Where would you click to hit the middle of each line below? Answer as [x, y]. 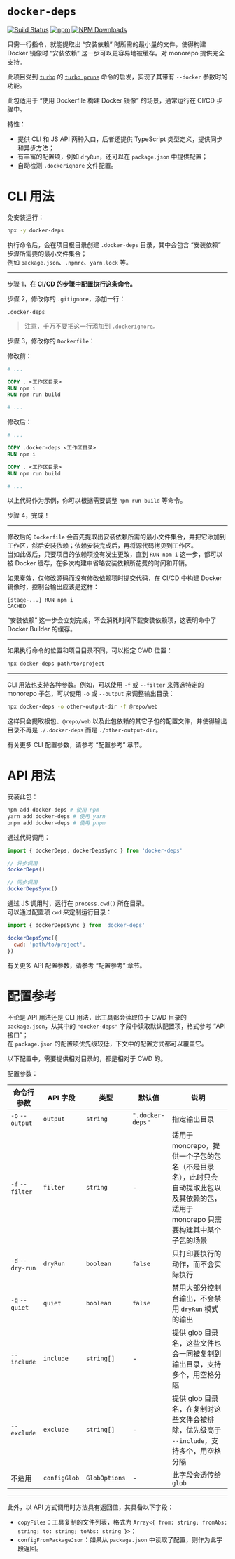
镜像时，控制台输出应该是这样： [53, 587]
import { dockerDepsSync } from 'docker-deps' [76, 926]
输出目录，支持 [197, 1364]
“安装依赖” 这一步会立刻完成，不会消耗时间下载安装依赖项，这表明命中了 [112, 620]
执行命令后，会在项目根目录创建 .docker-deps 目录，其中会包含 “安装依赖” [114, 244]
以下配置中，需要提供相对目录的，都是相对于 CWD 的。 [87, 1058]
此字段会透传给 [197, 1475]
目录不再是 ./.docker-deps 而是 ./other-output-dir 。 [85, 730]
